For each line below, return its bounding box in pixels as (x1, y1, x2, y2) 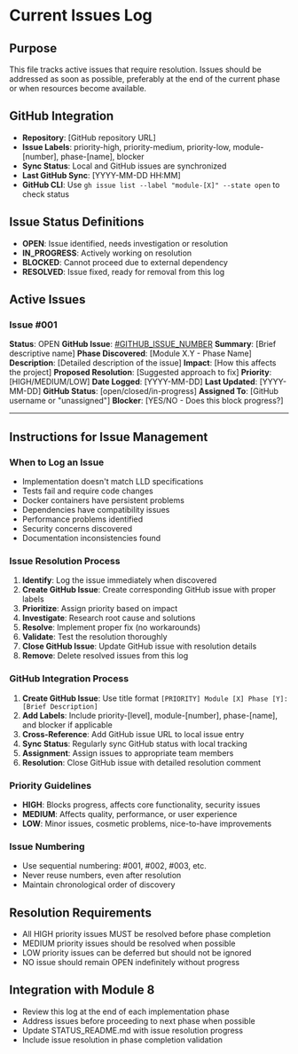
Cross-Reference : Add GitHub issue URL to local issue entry (21, 728, 245, 739)
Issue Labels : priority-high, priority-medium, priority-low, (21, 141, 231, 152)
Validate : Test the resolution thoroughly (21, 632, 168, 642)
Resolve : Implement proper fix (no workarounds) (21, 622, 201, 633)
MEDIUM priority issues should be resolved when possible (21, 938, 236, 948)
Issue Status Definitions (9, 215, 145, 230)
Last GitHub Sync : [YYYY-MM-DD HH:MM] (21, 169, 181, 180)
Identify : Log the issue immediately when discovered (21, 575, 217, 586)
